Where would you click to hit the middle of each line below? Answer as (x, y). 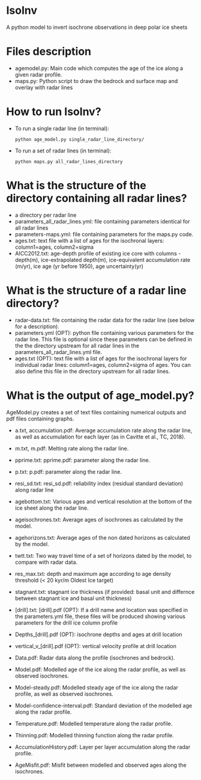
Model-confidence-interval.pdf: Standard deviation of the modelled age (103, 705)
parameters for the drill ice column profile (66, 622)
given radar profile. (38, 74)
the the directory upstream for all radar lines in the (77, 345)
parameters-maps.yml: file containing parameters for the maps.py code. (104, 234)
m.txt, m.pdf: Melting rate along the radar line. (72, 448)
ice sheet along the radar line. (52, 508)
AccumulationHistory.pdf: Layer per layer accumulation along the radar (103, 747)
